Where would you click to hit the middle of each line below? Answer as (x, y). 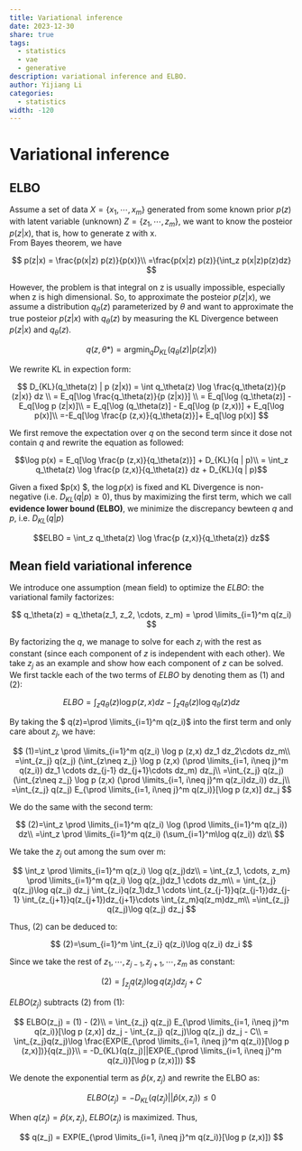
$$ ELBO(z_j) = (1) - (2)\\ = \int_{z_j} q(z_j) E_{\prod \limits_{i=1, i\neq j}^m (151, 1022)
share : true (32, 34)
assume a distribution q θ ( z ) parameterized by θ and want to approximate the (151, 307)
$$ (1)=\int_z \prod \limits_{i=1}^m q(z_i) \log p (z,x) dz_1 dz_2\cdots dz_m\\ (151, 751)
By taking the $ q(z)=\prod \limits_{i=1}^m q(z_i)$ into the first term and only (151, 721)
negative (26, 497)
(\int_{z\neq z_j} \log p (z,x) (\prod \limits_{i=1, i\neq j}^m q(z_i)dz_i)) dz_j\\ (151, 780)
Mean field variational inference (101, 566)
